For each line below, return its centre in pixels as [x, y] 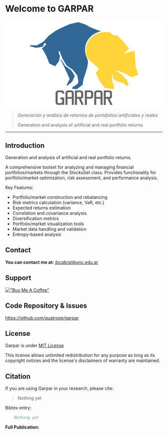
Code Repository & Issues [46, 306]
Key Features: [19, 188]
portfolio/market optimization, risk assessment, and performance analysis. [82, 178]
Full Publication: [22, 427]
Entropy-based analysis [37, 235]
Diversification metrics [35, 219]
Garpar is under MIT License [34, 345]
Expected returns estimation [41, 208]
